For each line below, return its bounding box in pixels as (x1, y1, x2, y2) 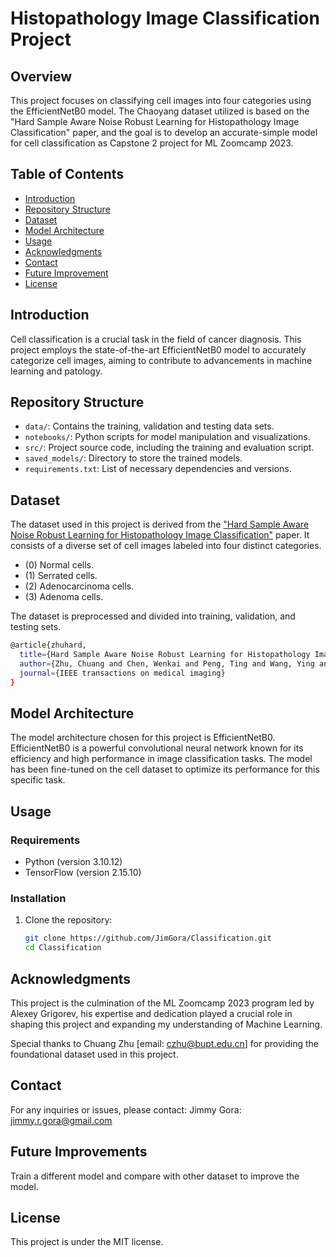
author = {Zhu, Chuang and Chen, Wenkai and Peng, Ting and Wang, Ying (19, 659, 315, 669)
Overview (10, 68, 73, 85)
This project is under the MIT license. (10, 1236, 164, 1248)
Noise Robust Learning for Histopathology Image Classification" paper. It (10, 529, 310, 541)
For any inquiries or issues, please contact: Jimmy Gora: (10, 1103, 242, 1116)
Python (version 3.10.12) (24, 856, 123, 868)
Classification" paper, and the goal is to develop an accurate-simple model (10, 127, 318, 138)
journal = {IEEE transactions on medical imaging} (19, 668, 226, 678)
